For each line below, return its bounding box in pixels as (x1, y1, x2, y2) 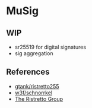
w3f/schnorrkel (14, 89, 52, 96)
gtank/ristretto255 (14, 82, 59, 90)
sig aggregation (14, 50, 53, 57)
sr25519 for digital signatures (14, 43, 87, 50)
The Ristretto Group (14, 95, 64, 102)
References (6, 67, 50, 77)
